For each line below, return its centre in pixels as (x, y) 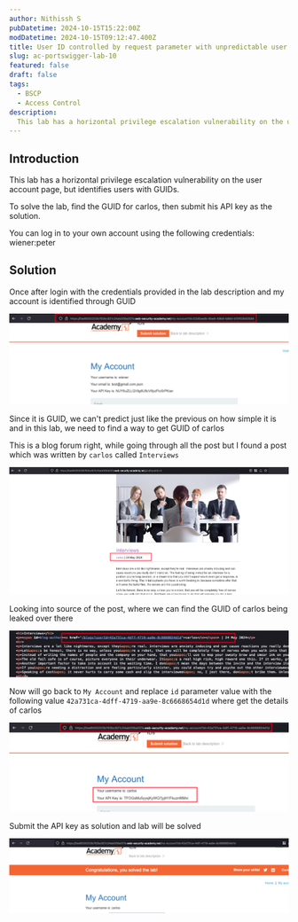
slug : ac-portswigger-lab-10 (63, 56)
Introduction (44, 158)
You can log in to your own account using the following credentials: (132, 233)
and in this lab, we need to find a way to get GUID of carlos (117, 428)
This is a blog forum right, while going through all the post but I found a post (148, 445)
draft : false (33, 75)
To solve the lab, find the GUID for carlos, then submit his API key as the (141, 207)
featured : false (39, 66)
